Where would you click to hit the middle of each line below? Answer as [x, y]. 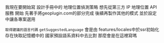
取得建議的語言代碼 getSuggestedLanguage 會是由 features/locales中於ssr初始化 [82, 29]
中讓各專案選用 [20, 19]
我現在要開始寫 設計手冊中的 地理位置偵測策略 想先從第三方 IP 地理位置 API [81, 7]
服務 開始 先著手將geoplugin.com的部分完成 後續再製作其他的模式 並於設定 [81, 13]
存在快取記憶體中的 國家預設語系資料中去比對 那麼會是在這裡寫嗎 [71, 36]
